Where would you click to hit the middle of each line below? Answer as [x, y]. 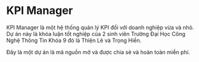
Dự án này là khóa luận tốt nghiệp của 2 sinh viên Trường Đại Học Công [96, 33]
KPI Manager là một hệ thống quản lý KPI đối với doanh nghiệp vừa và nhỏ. [100, 27]
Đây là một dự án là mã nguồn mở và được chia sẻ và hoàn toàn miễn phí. [98, 52]
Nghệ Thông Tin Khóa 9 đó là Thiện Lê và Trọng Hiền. [74, 40]
